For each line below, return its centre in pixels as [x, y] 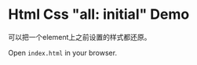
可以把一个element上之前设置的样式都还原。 [80, 37]
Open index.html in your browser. [63, 52]
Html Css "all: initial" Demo [99, 14]
